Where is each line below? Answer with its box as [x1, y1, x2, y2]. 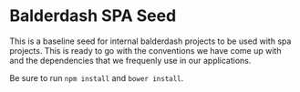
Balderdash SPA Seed [9, 5, 177, 26]
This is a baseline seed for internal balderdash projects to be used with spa [9, 36, 292, 46]
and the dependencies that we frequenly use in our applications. [9, 55, 252, 66]
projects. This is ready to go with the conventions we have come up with [9, 45, 282, 56]
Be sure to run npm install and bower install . [9, 72, 184, 83]
